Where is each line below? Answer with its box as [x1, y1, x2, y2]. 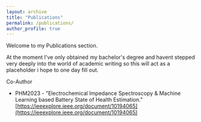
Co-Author [6, 78, 33, 85]
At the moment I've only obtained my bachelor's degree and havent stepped [6, 53, 196, 61]
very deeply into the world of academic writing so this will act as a [6, 60, 170, 67]
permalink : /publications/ [6, 20, 74, 26]
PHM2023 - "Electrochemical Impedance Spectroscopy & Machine [14, 90, 181, 97]
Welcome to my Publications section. [6, 42, 98, 49]
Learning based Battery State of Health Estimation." [14, 96, 143, 103]
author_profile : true [6, 25, 61, 32]
